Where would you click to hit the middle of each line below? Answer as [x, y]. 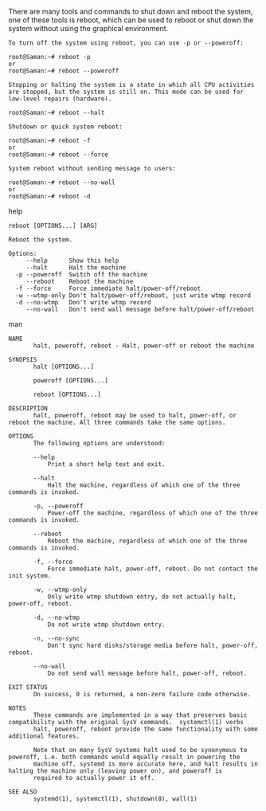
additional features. [44, 736]
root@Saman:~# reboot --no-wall [62, 182]
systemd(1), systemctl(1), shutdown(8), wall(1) [115, 799]
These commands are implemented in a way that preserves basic [140, 715]
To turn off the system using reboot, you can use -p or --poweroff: [126, 43]
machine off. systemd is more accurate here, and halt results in [146, 764]
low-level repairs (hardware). [60, 99]
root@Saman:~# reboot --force [59, 155]
